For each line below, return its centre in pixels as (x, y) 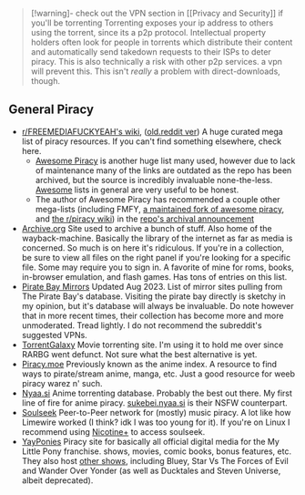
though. (46, 81)
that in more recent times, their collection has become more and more (152, 315)
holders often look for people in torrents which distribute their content (162, 42)
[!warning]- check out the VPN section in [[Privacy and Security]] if (157, 13)
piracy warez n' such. (62, 383)
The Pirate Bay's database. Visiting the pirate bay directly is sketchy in (153, 296)
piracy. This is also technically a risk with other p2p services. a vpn (157, 62)
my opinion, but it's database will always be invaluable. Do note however (158, 305)
